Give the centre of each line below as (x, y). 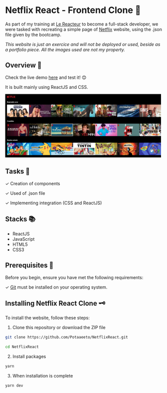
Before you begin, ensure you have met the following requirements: (74, 277)
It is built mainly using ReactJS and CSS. (47, 87)
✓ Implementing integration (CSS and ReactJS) (54, 203)
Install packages (29, 357)
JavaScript (23, 239)
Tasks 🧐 (18, 172)
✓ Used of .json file (25, 193)
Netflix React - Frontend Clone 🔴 (73, 10)
